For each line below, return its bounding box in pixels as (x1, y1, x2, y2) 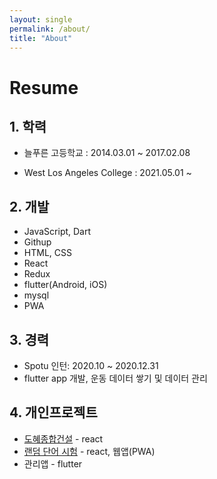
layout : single (9, 14, 73, 25)
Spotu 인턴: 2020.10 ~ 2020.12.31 (23, 360, 159, 371)
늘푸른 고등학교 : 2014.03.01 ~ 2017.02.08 (23, 147, 191, 159)
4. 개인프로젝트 (9, 404, 98, 421)
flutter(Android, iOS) (23, 279, 108, 291)
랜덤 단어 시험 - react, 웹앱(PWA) (23, 445, 156, 457)
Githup (23, 236, 52, 248)
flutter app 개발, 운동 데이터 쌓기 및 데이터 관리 (23, 372, 208, 384)
